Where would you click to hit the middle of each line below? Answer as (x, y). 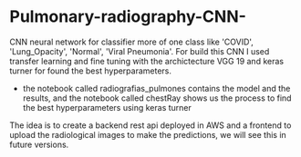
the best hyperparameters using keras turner (107, 107)
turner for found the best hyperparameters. (90, 71)
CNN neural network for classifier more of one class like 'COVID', (131, 42)
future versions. (39, 144)
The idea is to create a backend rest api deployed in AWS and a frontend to (150, 125)
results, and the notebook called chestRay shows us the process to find (157, 98)
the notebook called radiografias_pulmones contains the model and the (156, 88)
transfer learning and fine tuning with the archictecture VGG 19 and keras (147, 61)
